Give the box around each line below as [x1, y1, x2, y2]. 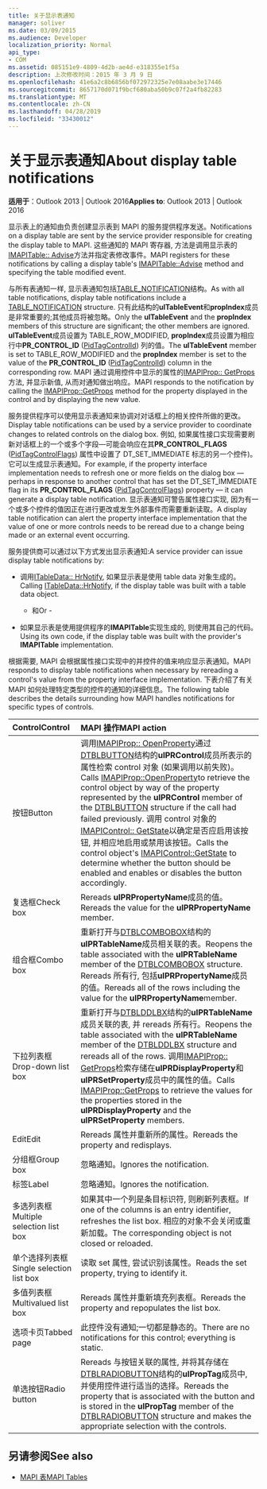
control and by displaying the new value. [8, 394, 141, 404]
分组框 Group [12, 1154, 60, 1165]
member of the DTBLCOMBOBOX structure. [80, 958, 243, 969]
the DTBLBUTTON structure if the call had [80, 802, 237, 813]
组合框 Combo [12, 954, 64, 965]
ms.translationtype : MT [8, 93, 87, 101]
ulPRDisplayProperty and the [80, 1104, 192, 1116]
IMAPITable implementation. [19, 640, 114, 649]
